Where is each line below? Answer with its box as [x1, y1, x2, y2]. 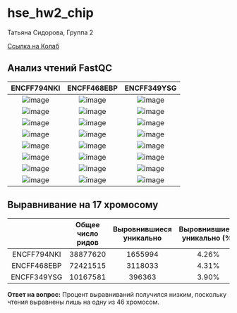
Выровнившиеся [112, 224, 173, 234]
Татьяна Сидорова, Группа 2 [7, 28, 94, 37]
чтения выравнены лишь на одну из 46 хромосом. [7, 298, 160, 306]
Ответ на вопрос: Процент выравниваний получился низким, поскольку [7, 290, 227, 298]
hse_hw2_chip [7, 5, 94, 21]
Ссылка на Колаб [7, 41, 60, 50]
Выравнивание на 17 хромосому [7, 199, 159, 211]
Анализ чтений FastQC [7, 62, 113, 75]
